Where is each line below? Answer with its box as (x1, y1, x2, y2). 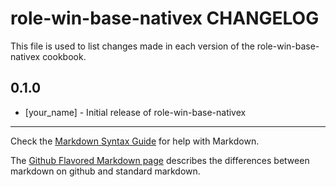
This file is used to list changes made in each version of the (10, 40, 255, 52)
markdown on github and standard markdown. (10, 165, 201, 177)
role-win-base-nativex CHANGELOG (10, 7, 320, 30)
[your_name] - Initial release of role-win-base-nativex (24, 106, 247, 118)
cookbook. (42, 50, 87, 62)
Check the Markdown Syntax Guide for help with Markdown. (10, 135, 260, 147)
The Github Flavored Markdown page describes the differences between (10, 154, 310, 166)
